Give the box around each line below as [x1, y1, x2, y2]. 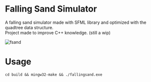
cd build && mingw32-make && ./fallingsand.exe [5, 72, 103, 77]
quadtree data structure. [5, 24, 54, 30]
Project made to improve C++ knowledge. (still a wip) [5, 30, 111, 35]
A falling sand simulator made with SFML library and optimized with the [5, 19, 147, 25]
